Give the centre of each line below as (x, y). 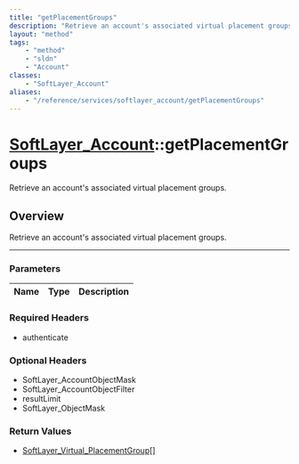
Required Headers (49, 318)
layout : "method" (41, 34)
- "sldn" (41, 59)
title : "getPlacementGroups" (63, 17)
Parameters (35, 269)
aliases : (25, 92)
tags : (19, 42)
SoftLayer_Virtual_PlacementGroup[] (89, 451)
